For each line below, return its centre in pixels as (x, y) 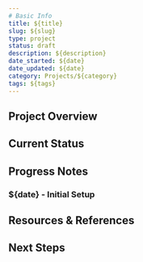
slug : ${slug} (32, 31)
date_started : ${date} (46, 61)
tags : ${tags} (32, 83)
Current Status (46, 144)
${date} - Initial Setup (52, 194)
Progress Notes (48, 171)
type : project (32, 38)
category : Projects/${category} (63, 76)
